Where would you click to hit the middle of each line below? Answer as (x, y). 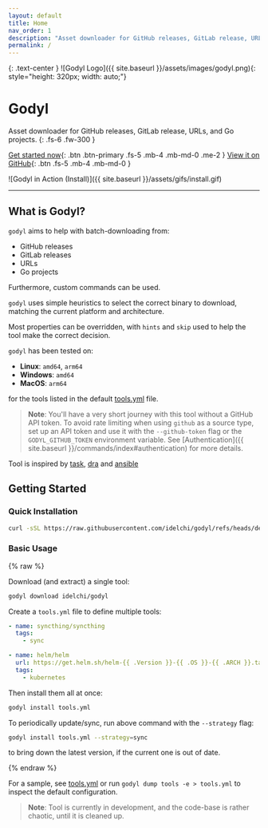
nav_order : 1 (30, 30)
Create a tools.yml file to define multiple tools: (85, 611)
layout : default (35, 16)
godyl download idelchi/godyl (59, 596)
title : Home (28, 23)
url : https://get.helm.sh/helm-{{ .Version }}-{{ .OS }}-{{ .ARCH (128, 663)
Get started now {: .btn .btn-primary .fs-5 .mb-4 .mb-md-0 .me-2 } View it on (134, 155)
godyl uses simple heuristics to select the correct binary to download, (123, 303)
